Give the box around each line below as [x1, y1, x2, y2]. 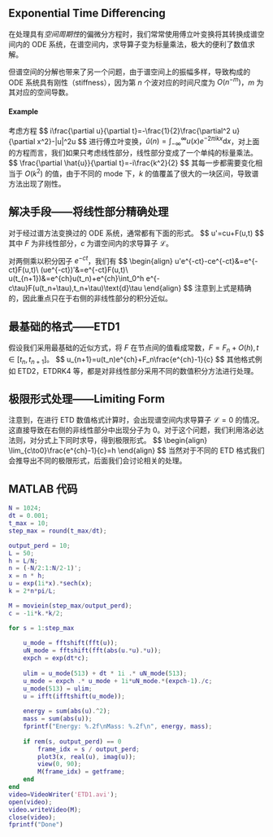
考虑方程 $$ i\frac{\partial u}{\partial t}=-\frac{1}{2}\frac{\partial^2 [8, 125, 232, 135]
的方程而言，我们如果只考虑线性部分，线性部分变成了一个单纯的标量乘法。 [8, 148, 258, 158]
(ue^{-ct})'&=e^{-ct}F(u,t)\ [40, 265, 128, 275]
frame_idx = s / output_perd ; [37, 745, 140, 753]
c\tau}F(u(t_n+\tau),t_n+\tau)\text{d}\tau [8, 283, 142, 293]
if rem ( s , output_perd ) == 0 [23, 737, 122, 746]
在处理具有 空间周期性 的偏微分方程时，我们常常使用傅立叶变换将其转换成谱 [8, 28, 258, 39]
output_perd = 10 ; [8, 541, 71, 550]
